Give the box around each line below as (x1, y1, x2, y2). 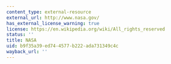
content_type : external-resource (6, 9, 92, 15)
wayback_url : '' (6, 49, 48, 55)
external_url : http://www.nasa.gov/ (6, 15, 100, 21)
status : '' (6, 32, 34, 38)
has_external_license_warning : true (6, 20, 100, 26)
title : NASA (6, 37, 37, 43)
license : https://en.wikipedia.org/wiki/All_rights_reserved (6, 26, 166, 32)
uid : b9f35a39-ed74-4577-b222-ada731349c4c (6, 43, 119, 49)
